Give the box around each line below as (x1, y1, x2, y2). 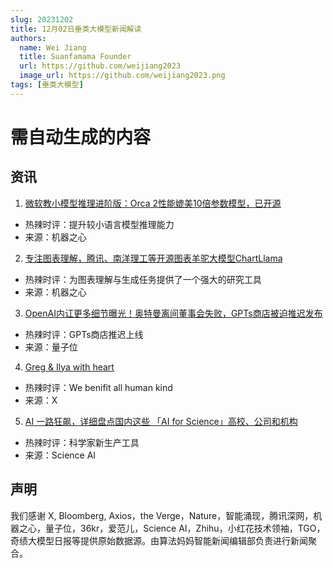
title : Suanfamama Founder (19, 52, 132, 62)
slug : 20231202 (10, 14, 74, 25)
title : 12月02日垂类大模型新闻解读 (10, 24, 142, 34)
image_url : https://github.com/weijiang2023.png (19, 71, 226, 81)
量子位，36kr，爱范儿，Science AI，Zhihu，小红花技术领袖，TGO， (44, 522, 326, 534)
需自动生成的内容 (10, 126, 152, 148)
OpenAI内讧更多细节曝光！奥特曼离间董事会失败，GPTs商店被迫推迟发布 (24, 307, 323, 319)
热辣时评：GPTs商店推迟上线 (24, 328, 144, 340)
